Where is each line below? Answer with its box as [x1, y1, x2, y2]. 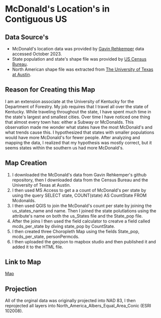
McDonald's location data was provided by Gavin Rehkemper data [12, 46, 145, 51]
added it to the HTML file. [12, 244, 64, 250]
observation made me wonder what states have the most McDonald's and [5, 124, 153, 130]
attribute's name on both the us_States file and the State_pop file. [12, 213, 143, 219]
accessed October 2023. [12, 51, 62, 57]
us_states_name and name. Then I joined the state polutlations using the [12, 207, 157, 214]
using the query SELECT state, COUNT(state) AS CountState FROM [12, 192, 147, 198]
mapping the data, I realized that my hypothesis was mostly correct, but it [5, 140, 152, 145]
